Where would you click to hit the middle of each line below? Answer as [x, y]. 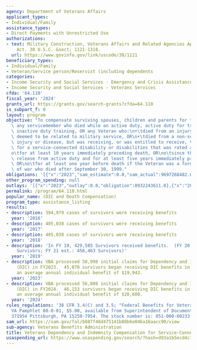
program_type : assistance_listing [48, 202]
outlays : [17, 186]
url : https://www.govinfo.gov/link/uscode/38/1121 [74, 55]
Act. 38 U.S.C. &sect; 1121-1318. [59, 50]
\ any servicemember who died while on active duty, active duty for [98, 126]
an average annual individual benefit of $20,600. [80, 294]
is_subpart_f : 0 [26, 109]
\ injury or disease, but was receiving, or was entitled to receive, [99, 142]
